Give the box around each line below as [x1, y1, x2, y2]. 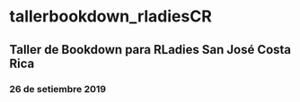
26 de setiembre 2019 [9, 82, 106, 95]
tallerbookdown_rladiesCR [9, 6, 213, 27]
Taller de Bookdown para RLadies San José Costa [9, 42, 292, 57]
